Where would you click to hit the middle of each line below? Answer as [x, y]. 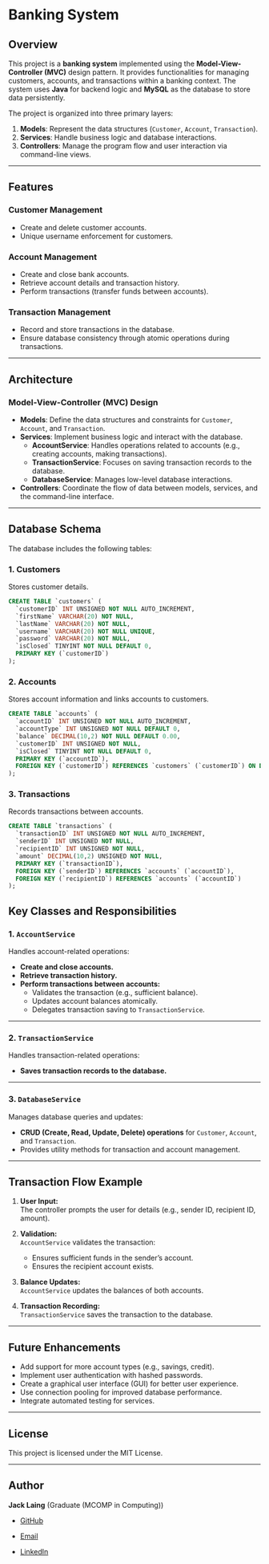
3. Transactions [39, 794]
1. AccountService [42, 934]
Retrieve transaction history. [68, 975]
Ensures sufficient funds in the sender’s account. [112, 1258]
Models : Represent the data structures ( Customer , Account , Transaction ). [139, 129]
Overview [33, 45]
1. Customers [34, 569]
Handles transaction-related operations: [74, 1055]
